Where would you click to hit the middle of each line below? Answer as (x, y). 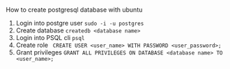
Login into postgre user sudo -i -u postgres (80, 23)
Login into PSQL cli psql (50, 38)
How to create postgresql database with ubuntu (74, 10)
